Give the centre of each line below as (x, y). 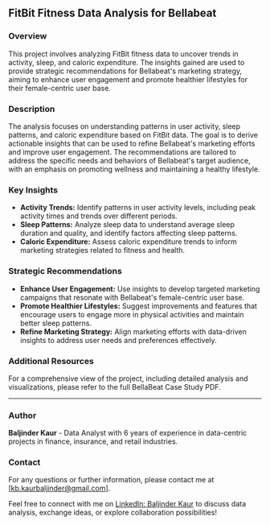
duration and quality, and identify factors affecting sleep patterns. (129, 234)
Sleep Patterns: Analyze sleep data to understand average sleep (127, 225)
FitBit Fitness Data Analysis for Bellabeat (112, 13)
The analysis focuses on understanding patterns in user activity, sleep (125, 126)
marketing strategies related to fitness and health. (102, 250)
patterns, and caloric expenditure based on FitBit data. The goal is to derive (133, 134)
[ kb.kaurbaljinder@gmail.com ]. (59, 488)
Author (22, 415)
